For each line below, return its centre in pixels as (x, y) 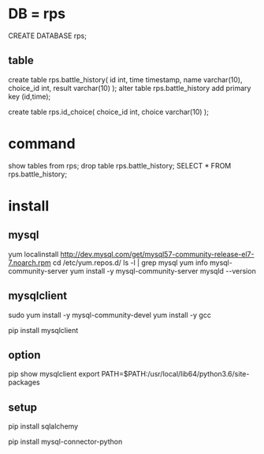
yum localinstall (33, 254)
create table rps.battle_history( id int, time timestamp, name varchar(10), (125, 79)
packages (24, 382)
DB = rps (37, 14)
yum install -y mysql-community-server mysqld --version (163, 271)
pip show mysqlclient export (54, 374)
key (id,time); (30, 96)
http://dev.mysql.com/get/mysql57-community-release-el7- (157, 254)
